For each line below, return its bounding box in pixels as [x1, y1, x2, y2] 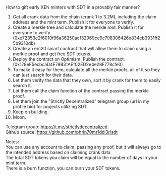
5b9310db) [12, 40, 35, 46]
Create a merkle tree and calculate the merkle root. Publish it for [12, 24, 144, 30]
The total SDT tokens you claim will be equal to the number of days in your [5, 155, 158, 161]
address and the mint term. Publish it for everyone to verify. [12, 19, 134, 25]
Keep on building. [12, 109, 49, 115]
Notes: [5, 139, 19, 145]
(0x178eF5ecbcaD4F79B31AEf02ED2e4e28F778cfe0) [12, 62, 123, 67]
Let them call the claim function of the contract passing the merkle [12, 88, 149, 93]
